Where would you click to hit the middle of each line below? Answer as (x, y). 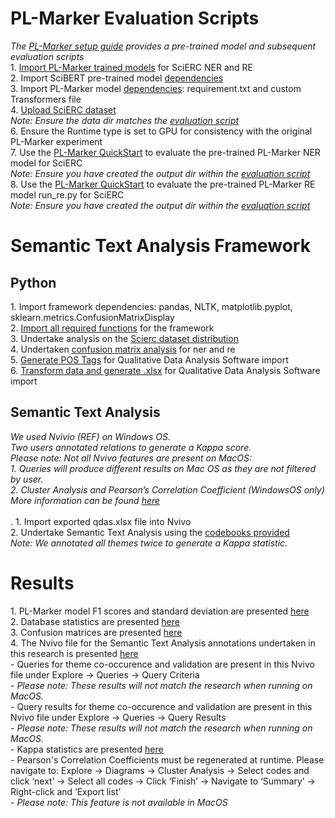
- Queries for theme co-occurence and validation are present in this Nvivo (162, 664)
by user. (27, 479)
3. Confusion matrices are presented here (96, 632)
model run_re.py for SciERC (67, 194)
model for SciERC (46, 163)
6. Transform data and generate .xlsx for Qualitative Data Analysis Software (165, 370)
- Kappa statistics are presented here (87, 749)
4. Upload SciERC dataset (63, 109)
